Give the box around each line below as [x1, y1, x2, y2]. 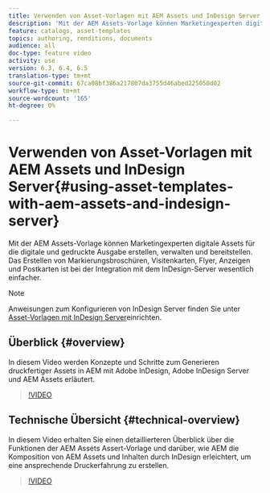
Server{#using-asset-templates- [8, 178, 234, 196]
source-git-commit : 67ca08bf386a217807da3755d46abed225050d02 [8, 79, 221, 87]
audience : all [8, 42, 56, 50]
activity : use [8, 57, 56, 65]
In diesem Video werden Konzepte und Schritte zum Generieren [8, 357, 219, 367]
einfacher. [8, 273, 42, 283]
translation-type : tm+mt [8, 72, 92, 80]
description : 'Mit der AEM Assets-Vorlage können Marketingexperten [8, 19, 243, 27]
